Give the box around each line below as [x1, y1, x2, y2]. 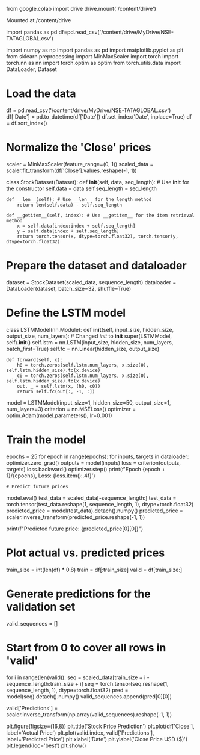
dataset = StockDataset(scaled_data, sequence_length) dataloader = [6, 278, 177, 285]
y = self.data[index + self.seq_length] [17, 228, 120, 234]
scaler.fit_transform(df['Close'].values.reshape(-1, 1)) [6, 167, 137, 174]
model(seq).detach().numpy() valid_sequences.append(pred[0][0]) [6, 692, 172, 700]
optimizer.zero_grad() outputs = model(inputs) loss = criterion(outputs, [6, 459, 181, 466]
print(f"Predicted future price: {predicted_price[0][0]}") [6, 525, 144, 532]
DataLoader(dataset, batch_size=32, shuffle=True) [6, 285, 132, 292]
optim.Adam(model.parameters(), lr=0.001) [6, 412, 112, 419]
